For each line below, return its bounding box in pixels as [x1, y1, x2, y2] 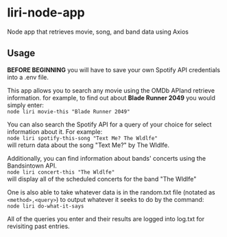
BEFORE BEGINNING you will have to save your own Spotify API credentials [7, 65, 221, 74]
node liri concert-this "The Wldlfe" [7, 168, 115, 176]
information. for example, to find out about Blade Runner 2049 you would [7, 93, 216, 102]
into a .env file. [7, 73, 49, 81]
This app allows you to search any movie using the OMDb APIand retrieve [7, 86, 215, 94]
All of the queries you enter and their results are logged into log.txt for [7, 214, 205, 223]
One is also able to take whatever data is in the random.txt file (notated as [7, 188, 215, 196]
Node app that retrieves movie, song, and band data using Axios [7, 27, 189, 36]
